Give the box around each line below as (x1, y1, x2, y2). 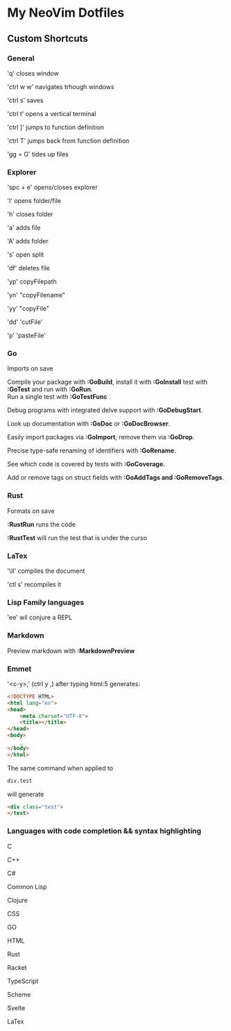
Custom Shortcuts (7, 33, 88, 44)
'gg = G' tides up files (7, 149, 69, 158)
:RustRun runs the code (7, 520, 76, 528)
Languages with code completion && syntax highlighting (7, 826, 202, 836)
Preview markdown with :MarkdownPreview (7, 647, 135, 655)
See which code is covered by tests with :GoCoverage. (7, 460, 165, 469)
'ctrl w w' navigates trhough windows (7, 82, 114, 91)
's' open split (7, 250, 44, 259)
